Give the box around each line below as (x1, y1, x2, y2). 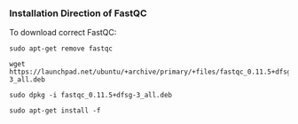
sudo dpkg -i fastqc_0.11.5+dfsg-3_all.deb (9, 91, 173, 100)
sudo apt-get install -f (9, 106, 101, 115)
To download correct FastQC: (9, 27, 117, 38)
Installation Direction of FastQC (9, 7, 147, 19)
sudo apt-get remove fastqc (9, 44, 114, 53)
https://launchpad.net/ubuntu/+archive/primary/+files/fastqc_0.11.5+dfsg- (9, 67, 295, 77)
